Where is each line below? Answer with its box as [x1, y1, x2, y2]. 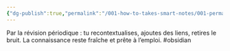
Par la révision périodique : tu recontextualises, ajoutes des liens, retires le [6, 29, 217, 37]
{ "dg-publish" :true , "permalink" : [6, 10, 102, 17]
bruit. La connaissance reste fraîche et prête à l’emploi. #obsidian [6, 35, 192, 44]
